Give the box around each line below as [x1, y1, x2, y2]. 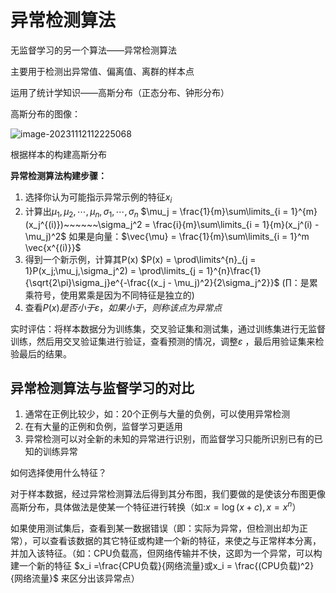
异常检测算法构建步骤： [10, 169, 107, 181]
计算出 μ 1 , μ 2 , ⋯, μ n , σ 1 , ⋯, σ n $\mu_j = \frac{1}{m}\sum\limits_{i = [24, 205, 289, 220]
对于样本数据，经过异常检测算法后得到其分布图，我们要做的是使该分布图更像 [10, 488, 326, 500]
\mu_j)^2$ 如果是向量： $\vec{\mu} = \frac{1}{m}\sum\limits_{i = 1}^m [24, 230, 310, 242]
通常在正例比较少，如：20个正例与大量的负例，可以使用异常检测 [24, 408, 291, 420]
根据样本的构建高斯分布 [10, 148, 107, 160]
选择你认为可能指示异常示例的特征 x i [24, 191, 173, 205]
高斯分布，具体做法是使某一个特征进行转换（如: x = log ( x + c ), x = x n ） [10, 499, 302, 513]
